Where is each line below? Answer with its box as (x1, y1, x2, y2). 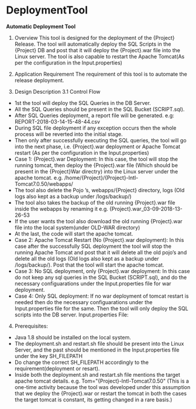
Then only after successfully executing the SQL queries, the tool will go (14, 137, 187, 144)
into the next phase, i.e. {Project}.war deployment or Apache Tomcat (14, 143, 180, 150)
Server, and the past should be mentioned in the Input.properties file (14, 346, 180, 353)
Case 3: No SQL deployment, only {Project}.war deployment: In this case (14, 267, 190, 274)
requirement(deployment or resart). (14, 364, 100, 372)
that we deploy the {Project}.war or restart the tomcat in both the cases (14, 390, 187, 397)
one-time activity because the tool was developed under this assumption (14, 383, 191, 390)
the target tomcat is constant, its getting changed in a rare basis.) (14, 396, 173, 403)
